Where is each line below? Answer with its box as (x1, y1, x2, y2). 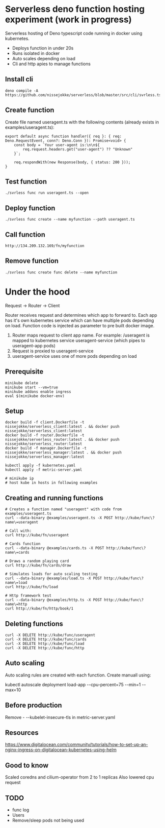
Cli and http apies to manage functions (12, 61, 91, 67)
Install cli (5, 75, 33, 83)
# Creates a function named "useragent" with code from (5, 507, 122, 512)
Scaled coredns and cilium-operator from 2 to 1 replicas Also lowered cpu (5, 774, 154, 780)
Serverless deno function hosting (5, 3, 145, 15)
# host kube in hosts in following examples (5, 480, 98, 486)
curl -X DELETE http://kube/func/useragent (5, 633, 96, 638)
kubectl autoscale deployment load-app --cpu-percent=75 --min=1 (5, 681, 141, 687)
